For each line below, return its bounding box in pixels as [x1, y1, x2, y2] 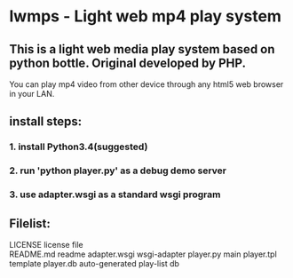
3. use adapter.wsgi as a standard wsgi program [9, 188, 221, 201]
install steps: [9, 114, 83, 130]
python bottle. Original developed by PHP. [9, 55, 247, 70]
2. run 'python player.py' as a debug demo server [9, 164, 227, 177]
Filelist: [9, 216, 51, 231]
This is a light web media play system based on [9, 42, 275, 57]
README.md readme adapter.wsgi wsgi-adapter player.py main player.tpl [9, 249, 277, 259]
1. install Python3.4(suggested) [9, 140, 148, 153]
